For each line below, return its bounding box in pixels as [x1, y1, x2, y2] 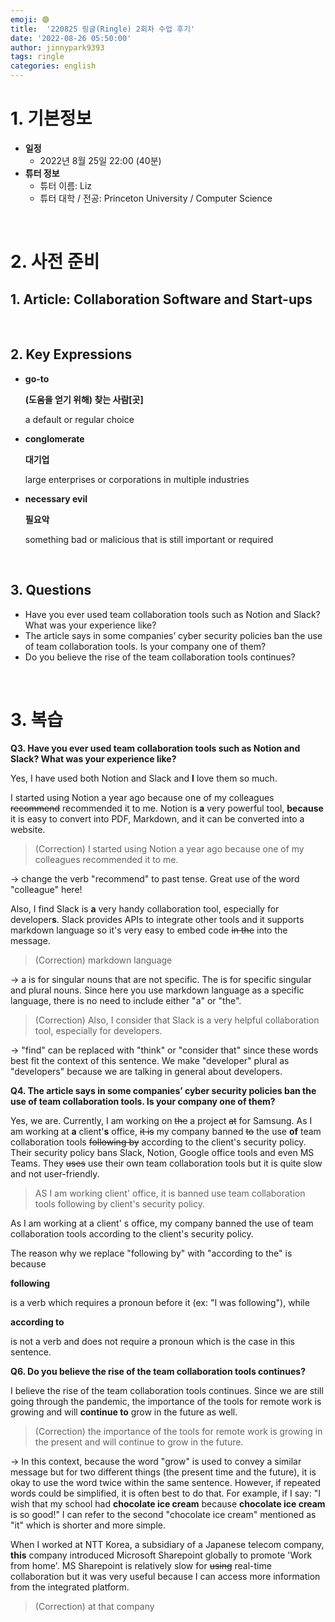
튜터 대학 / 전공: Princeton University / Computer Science [39, 192, 273, 204]
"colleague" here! [10, 883, 83, 895]
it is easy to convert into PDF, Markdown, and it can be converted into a [10, 812, 305, 825]
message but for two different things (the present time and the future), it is [10, 1466, 317, 1478]
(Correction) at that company [34, 1600, 155, 1612]
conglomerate [24, 432, 85, 445]
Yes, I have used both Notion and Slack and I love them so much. [10, 772, 278, 784]
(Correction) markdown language [34, 954, 173, 966]
